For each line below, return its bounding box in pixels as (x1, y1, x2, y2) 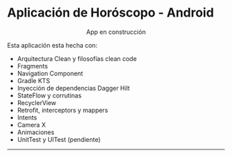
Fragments (17, 62, 48, 70)
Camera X (17, 120, 46, 129)
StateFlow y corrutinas (17, 91, 81, 100)
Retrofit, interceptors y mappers (17, 106, 108, 114)
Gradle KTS (17, 76, 50, 84)
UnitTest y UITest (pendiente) (17, 135, 101, 143)
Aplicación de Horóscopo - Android (7, 5, 214, 21)
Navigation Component (17, 69, 84, 77)
